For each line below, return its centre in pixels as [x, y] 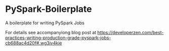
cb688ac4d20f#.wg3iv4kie [34, 43]
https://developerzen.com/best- [131, 32]
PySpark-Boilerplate [49, 9]
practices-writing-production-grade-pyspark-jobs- [58, 38]
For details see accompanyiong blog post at [51, 32]
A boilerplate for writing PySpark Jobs [45, 23]
